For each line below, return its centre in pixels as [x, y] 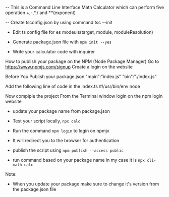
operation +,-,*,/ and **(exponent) [41, 13]
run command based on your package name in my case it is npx [79, 160]
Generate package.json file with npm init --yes [62, 42]
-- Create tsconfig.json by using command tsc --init [59, 22]
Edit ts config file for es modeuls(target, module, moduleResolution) [83, 32]
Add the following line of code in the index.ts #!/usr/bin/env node [73, 86]
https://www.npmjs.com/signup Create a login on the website [69, 67]
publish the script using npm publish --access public [68, 150]
